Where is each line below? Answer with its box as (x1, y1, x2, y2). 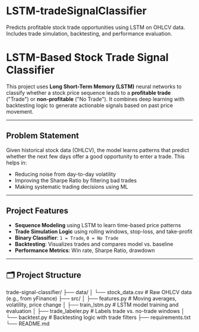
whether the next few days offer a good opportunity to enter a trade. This (6, 153, 185, 160)
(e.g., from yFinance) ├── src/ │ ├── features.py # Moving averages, (6, 295, 176, 302)
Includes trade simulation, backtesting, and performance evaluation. (6, 30, 173, 37)
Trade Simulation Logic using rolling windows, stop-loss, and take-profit (14, 228, 192, 235)
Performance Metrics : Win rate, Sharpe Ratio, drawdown (14, 247, 155, 254)
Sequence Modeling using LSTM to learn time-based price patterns (14, 221, 181, 228)
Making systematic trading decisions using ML (14, 183, 129, 190)
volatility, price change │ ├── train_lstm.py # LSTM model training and (6, 301, 179, 308)
